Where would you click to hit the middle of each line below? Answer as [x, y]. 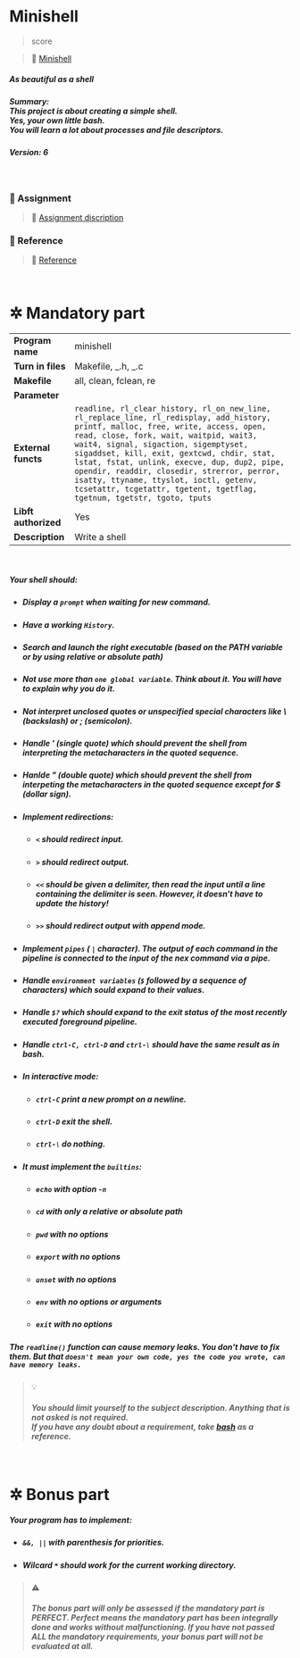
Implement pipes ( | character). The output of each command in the [150, 948]
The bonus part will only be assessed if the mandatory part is [148, 1608]
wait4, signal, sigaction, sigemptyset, [161, 445]
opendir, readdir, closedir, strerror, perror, [177, 471]
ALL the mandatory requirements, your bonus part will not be [147, 1637]
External [32, 448]
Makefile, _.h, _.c [109, 366]
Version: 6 [29, 153]
